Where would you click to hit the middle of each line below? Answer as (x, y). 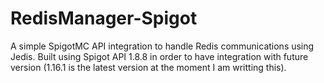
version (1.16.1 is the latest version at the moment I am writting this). (148, 67)
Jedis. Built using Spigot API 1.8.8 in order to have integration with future (159, 56)
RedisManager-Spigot (104, 18)
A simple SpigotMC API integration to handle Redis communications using (162, 46)
